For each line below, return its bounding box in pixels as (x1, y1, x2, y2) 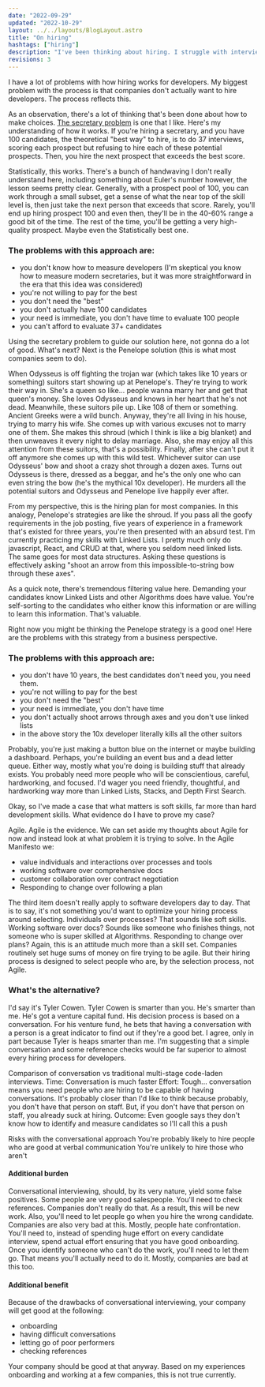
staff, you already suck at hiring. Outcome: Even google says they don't (8, 1110, 241, 1119)
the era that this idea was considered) (19, 279, 144, 289)
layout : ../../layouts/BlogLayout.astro (8, 26, 144, 34)
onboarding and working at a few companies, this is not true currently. (8, 1370, 237, 1380)
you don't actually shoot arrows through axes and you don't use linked (19, 712, 249, 722)
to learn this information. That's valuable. (8, 609, 142, 619)
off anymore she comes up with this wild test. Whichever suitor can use (8, 453, 241, 463)
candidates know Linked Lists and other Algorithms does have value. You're (8, 593, 255, 602)
